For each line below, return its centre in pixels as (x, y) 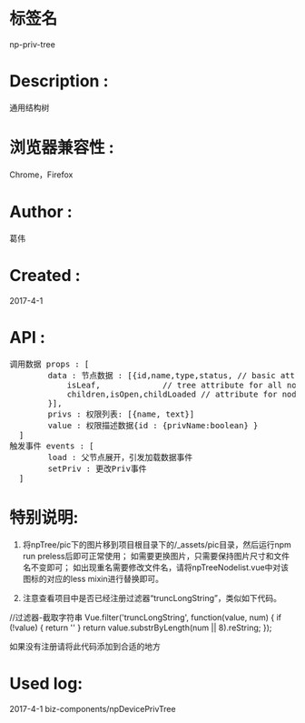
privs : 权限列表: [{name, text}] (121, 414)
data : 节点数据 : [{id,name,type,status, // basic (162, 375)
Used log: (46, 683)
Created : (45, 275)
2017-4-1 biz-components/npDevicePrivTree (93, 708)
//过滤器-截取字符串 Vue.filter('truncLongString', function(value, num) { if (146, 617)
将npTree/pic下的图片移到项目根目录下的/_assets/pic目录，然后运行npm (157, 544)
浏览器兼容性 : (62, 148)
